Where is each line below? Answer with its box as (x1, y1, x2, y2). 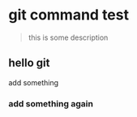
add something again (8, 97, 93, 109)
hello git (8, 56, 50, 70)
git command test (8, 6, 130, 24)
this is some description (28, 32, 109, 42)
